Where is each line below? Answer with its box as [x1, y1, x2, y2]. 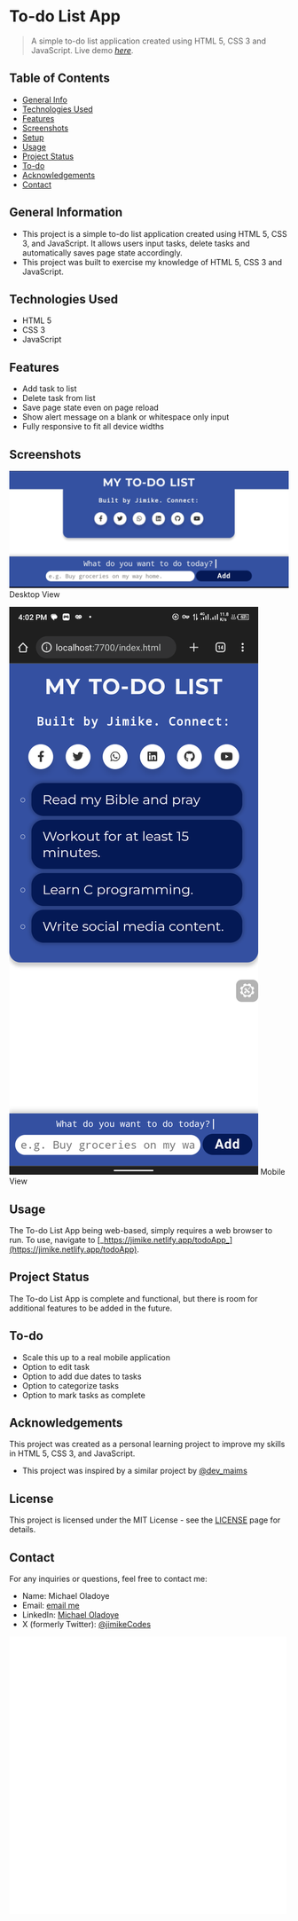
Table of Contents [9, 71, 111, 86]
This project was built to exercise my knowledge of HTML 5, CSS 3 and [21, 256, 282, 267]
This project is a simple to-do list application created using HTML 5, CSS [21, 228, 287, 239]
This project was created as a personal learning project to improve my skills [9, 1439, 286, 1450]
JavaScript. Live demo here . [30, 44, 134, 55]
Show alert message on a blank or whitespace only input [21, 412, 230, 422]
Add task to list [21, 383, 77, 394]
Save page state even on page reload [21, 402, 160, 413]
